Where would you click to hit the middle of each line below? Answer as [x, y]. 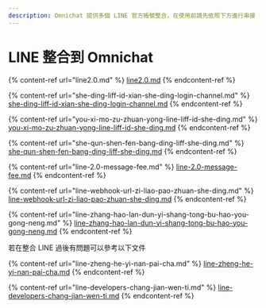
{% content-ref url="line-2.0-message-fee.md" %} [91, 167]
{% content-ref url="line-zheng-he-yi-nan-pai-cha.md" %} [105, 264]
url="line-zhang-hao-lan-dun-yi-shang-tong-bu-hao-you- [154, 214]
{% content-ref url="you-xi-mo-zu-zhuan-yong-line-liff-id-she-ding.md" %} [133, 119]
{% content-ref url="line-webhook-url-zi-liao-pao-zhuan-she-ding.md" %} [131, 191]
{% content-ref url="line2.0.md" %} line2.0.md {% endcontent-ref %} [122, 79]
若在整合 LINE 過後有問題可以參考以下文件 [77, 248]
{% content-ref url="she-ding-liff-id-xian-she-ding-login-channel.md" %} [129, 95]
